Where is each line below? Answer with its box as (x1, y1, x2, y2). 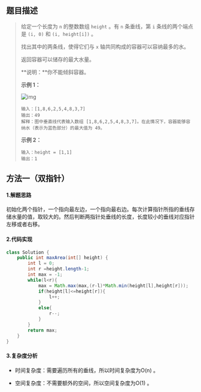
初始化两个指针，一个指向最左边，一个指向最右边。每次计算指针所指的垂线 (6, 206, 190, 213)
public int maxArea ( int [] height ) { (17, 255, 109, 261)
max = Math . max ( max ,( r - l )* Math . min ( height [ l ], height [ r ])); (38, 282, 189, 289)
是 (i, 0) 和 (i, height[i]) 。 (20, 30, 97, 37)
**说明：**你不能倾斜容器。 (20, 68, 90, 76)
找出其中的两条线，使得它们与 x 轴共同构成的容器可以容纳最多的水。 (20, 43, 190, 50)
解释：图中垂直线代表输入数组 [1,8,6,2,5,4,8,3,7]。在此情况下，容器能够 (20, 119, 187, 125)
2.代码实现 (6, 236, 33, 243)
